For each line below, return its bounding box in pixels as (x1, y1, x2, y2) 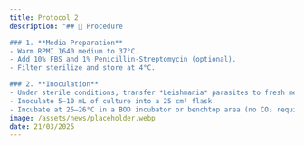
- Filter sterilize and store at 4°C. (9, 63, 156, 72)
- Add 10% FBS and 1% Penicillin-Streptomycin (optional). (9, 55, 237, 64)
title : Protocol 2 (9, 13, 79, 23)
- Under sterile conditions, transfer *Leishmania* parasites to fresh (9, 88, 285, 97)
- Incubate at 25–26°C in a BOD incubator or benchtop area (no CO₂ (9, 105, 273, 114)
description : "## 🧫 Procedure (9, 22, 124, 31)
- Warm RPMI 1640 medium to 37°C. (9, 46, 140, 55)
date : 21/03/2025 (9, 121, 75, 131)
